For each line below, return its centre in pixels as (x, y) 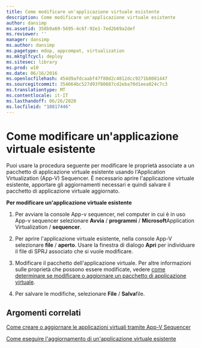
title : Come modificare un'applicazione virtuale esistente (83, 12)
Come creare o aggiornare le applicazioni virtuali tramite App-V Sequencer (98, 327)
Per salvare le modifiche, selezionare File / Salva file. (80, 294)
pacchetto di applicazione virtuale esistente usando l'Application (86, 172)
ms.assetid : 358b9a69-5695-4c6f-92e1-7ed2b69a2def (71, 28)
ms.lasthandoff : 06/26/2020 (41, 101)
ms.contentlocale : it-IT (37, 95)
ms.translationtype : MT (36, 90)
